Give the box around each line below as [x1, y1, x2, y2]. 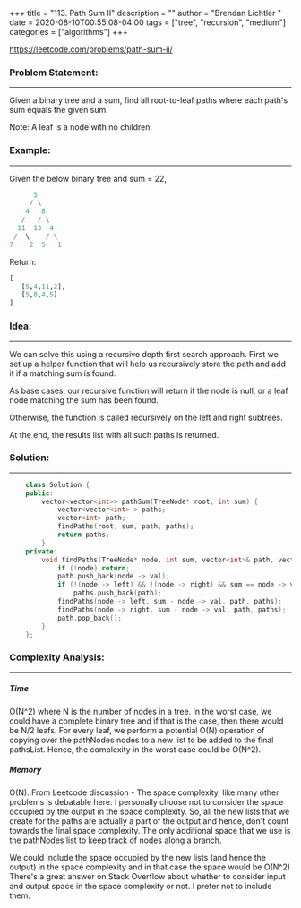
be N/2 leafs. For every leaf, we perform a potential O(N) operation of [9, 724, 265, 735]
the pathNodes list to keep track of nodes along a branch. [9, 835, 222, 845]
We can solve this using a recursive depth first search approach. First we [9, 348, 279, 359]
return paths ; [56, 530, 110, 540]
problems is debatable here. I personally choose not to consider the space [9, 796, 284, 807]
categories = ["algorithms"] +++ [9, 27, 128, 37]
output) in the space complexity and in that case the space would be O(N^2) [9, 861, 291, 872]
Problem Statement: [9, 66, 99, 79]
